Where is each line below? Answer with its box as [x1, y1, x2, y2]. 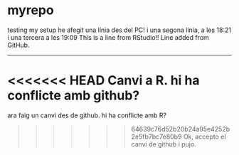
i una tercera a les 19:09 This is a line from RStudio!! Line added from [7, 33, 210, 41]
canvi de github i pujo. [131, 139, 197, 148]
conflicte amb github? [7, 87, 140, 104]
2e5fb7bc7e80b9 [131, 132, 182, 141]
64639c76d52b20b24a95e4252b [131, 124, 230, 133]
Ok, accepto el [183, 132, 226, 141]
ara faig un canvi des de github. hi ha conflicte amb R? [7, 111, 167, 119]
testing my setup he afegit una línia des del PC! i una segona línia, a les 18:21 [7, 26, 231, 34]
